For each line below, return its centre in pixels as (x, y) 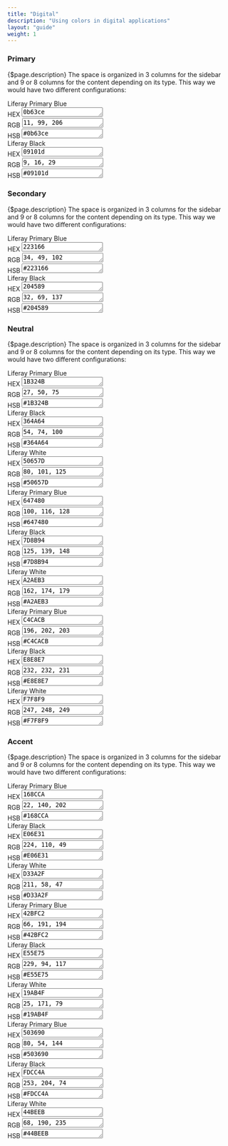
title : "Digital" (33, 14)
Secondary (27, 193)
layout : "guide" (31, 27)
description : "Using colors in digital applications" (89, 21)
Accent (20, 742)
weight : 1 (22, 34)
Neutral (21, 328)
